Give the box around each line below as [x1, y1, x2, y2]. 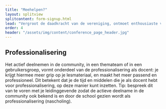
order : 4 [5, 26, 23, 31]
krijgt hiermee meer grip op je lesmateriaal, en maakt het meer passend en [5, 72, 157, 78]
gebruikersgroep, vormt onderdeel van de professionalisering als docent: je [5, 67, 159, 73]
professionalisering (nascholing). [5, 98, 72, 104]
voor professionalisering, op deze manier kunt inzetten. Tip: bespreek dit [5, 82, 153, 88]
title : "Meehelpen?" [5, 7, 48, 12]
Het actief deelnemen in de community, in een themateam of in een [5, 61, 142, 67]
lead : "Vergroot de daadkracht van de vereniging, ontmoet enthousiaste [5, 21, 158, 26]
